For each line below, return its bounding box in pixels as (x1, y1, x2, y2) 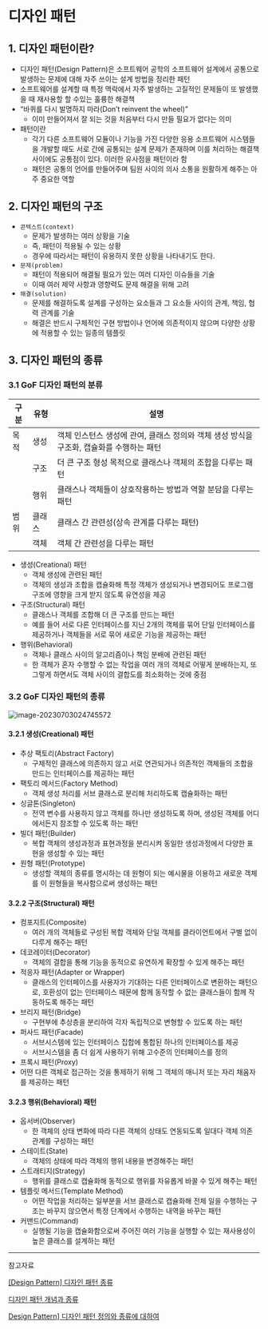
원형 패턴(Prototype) (19, 858, 86, 868)
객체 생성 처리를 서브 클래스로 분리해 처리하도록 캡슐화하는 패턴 (31, 789, 228, 798)
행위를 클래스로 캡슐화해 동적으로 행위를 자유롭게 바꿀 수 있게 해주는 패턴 (31, 1176, 258, 1186)
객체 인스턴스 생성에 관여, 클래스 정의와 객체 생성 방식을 (57, 429, 253, 440)
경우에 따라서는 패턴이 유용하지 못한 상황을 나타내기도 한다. (31, 251, 215, 261)
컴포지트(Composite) (19, 917, 87, 927)
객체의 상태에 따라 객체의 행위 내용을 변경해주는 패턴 (31, 1156, 194, 1166)
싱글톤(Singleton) (19, 798, 76, 808)
